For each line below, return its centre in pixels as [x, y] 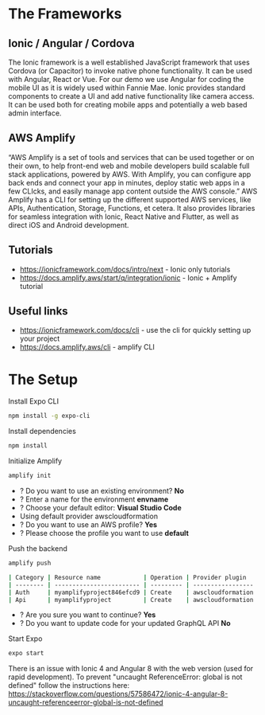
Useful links [38, 311]
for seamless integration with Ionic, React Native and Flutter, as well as [124, 217]
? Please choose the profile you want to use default [104, 533]
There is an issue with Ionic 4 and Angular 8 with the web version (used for [131, 669]
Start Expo [25, 639]
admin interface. [35, 113]
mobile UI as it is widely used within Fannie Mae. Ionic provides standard [127, 88]
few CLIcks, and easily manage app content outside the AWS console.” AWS [133, 191]
